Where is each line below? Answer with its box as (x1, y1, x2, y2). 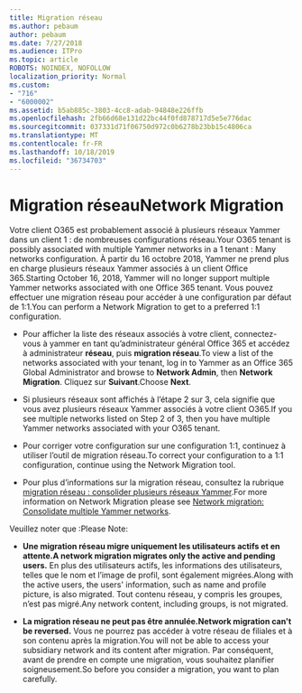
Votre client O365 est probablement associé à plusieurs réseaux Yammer (9, 225, 281, 236)
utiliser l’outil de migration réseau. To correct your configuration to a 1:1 (22, 450, 284, 461)
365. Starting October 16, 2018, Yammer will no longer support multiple (9, 273, 270, 284)
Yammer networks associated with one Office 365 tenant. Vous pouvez (9, 282, 274, 294)
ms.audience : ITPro (9, 47, 83, 56)
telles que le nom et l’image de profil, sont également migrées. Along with (22, 570, 294, 581)
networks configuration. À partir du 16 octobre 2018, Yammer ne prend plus (9, 254, 290, 265)
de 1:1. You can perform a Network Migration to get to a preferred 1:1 (9, 302, 261, 313)
